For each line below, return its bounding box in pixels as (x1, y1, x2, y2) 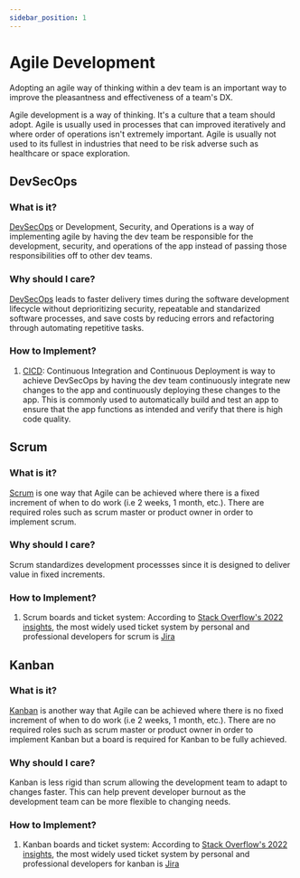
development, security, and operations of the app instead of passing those (9, 241, 287, 251)
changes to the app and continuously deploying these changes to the (22, 384, 281, 395)
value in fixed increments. (9, 569, 106, 580)
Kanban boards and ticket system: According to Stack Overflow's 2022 (22, 839, 288, 850)
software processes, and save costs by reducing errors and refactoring (9, 313, 275, 324)
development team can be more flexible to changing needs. (9, 797, 231, 807)
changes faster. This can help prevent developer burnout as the (9, 787, 247, 798)
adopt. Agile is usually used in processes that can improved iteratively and (9, 118, 286, 129)
